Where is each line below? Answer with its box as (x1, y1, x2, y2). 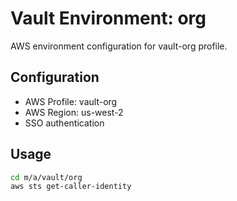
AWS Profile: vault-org (24, 95, 118, 107)
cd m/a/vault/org (10, 172, 83, 182)
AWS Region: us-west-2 (24, 106, 124, 118)
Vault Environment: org (10, 7, 207, 30)
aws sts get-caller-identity (10, 182, 132, 192)
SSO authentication (24, 117, 105, 129)
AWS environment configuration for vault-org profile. (10, 40, 228, 52)
